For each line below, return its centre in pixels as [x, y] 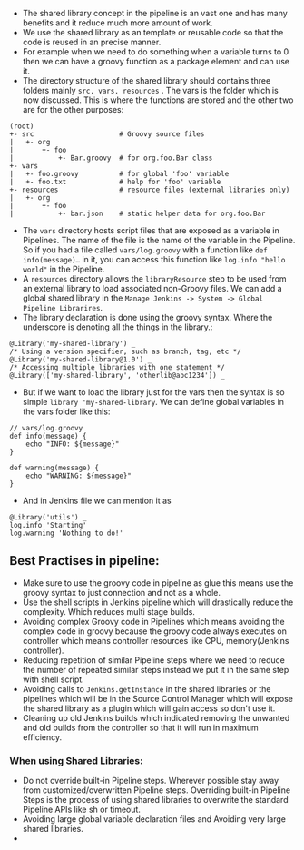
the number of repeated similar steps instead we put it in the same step [156, 669]
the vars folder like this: [66, 411]
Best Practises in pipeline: [85, 561]
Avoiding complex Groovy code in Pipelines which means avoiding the [153, 621]
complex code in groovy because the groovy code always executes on [155, 631]
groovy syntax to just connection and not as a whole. [121, 592]
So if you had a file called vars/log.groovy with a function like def [145, 250]
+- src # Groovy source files [107, 134]
